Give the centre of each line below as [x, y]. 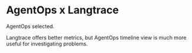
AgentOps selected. [30, 26]
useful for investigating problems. [47, 44]
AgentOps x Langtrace [63, 10]
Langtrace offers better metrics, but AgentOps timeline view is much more [96, 37]
